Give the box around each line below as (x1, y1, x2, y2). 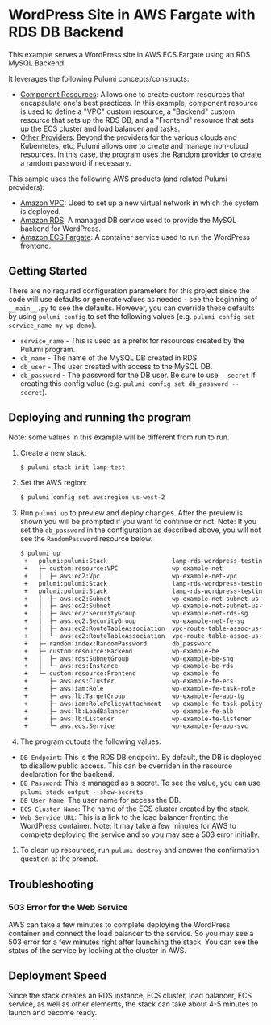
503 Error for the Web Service (8, 901, 128, 913)
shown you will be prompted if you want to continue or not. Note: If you (19, 517, 257, 527)
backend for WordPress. (19, 224, 102, 233)
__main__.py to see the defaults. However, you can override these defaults (8, 303, 256, 313)
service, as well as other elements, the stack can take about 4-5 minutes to (8, 999, 258, 1009)
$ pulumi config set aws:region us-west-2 (19, 494, 165, 502)
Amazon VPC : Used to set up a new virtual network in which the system (19, 198, 260, 208)
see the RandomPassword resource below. (19, 534, 153, 544)
